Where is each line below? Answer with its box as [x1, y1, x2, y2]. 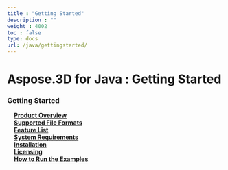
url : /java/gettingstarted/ [7, 42, 88, 49]
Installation [13, 141, 47, 149]
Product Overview [13, 111, 67, 120]
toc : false [7, 29, 41, 36]
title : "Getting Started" [7, 10, 84, 17]
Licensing [13, 148, 43, 156]
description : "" [7, 16, 57, 23]
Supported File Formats [13, 119, 82, 127]
